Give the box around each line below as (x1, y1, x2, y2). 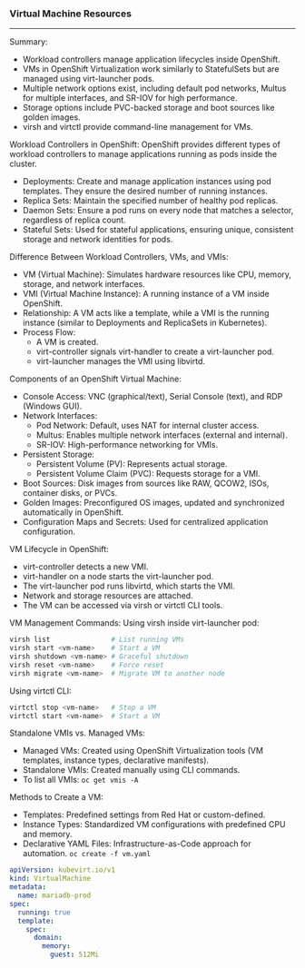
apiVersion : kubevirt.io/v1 (9, 865, 116, 874)
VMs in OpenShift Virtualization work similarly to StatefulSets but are (22, 64, 280, 74)
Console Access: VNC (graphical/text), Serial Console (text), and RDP (22, 391, 283, 402)
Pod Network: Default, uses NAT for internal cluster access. (35, 420, 260, 431)
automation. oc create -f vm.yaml (22, 848, 152, 859)
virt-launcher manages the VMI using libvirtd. (35, 356, 206, 367)
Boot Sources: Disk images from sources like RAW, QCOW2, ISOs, (22, 478, 270, 489)
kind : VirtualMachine (9, 874, 92, 884)
